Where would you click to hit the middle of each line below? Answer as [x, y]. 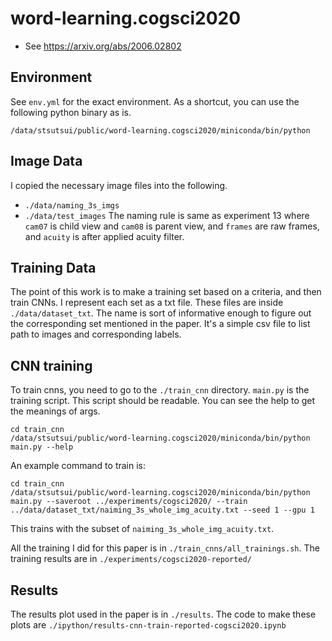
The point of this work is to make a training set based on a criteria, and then [166, 292]
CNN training [51, 365]
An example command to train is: [78, 466]
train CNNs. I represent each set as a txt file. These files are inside [147, 303]
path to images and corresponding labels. [96, 334]
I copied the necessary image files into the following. [119, 185]
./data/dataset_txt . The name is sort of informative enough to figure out [161, 313]
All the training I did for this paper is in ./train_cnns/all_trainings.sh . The [165, 548]
